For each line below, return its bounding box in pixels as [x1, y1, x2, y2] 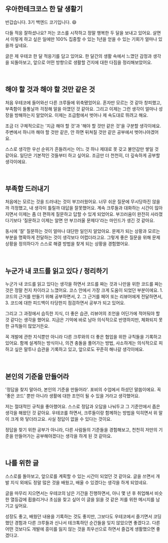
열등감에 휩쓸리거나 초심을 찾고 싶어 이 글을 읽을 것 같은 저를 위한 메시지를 [10, 496, 155, 502]
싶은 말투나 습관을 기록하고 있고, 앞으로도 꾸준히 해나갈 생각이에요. [14, 346, 144, 352]
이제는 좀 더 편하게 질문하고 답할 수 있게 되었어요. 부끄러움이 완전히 [18, 211, 149, 217]
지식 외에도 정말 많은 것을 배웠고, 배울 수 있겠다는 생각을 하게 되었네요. [10, 479, 148, 485]
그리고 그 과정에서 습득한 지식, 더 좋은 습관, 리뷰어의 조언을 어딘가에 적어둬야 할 [5, 311, 160, 317]
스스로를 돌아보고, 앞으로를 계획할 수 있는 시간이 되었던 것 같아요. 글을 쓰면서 [5, 473, 155, 479]
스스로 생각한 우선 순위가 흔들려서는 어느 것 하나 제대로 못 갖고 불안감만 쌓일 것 [5, 146, 159, 152]
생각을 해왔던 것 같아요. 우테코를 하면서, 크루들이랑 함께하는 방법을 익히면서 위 [5, 410, 158, 416]
